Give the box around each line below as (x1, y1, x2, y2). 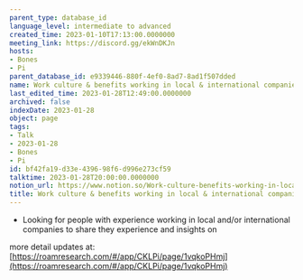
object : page (9, 114, 59, 123)
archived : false (9, 97, 70, 107)
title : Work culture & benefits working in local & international (9, 190, 264, 199)
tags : (9, 123, 30, 132)
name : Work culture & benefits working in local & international (9, 80, 260, 89)
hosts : (9, 47, 34, 56)
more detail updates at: (9, 241, 96, 252)
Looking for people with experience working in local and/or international (22, 214, 290, 225)
